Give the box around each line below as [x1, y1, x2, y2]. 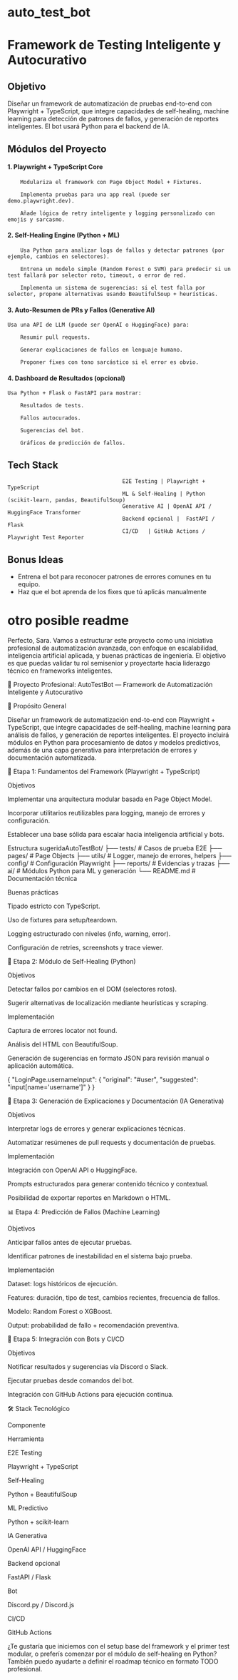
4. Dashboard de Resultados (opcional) [7, 374, 126, 382]
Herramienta [7, 1435, 44, 1443]
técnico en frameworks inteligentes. [7, 666, 113, 675]
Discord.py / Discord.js [7, 1600, 75, 1609]
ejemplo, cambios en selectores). [7, 253, 110, 260]
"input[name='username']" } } [7, 1082, 95, 1091]
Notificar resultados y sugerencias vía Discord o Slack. [7, 1362, 169, 1370]
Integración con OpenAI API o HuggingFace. [7, 1166, 138, 1174]
